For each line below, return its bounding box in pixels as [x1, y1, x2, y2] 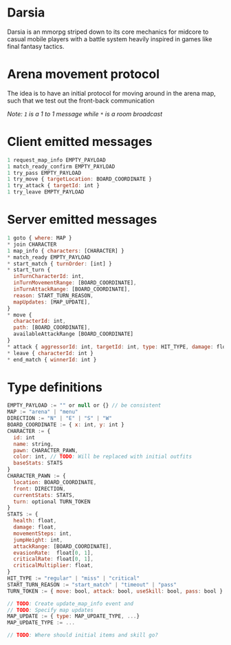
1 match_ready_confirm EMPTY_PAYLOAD [7, 163, 115, 170]
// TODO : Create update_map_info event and [7, 600, 134, 607]
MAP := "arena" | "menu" [7, 408, 78, 416]
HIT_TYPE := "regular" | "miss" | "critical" [7, 575, 140, 582]
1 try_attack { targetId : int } [7, 182, 100, 189]
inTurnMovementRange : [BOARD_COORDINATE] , [13, 279, 137, 286]
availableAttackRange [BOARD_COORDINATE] [13, 330, 134, 338]
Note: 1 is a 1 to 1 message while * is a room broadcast [7, 109, 163, 118]
